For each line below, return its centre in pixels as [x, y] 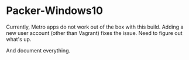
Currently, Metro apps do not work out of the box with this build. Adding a [95, 27]
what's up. [19, 39]
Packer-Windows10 [55, 11]
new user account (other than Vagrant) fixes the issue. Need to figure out [94, 33]
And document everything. [38, 50]
